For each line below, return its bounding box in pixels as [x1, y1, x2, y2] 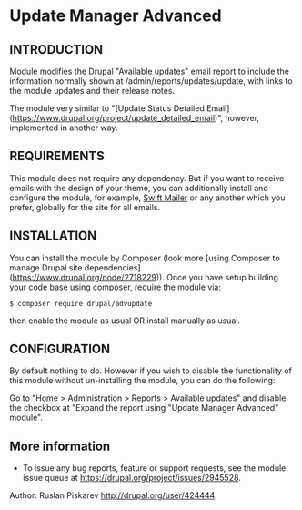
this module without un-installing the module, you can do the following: [9, 375, 276, 386]
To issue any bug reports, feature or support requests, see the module [22, 463, 287, 474]
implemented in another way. [9, 122, 118, 133]
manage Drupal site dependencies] [9, 261, 141, 273]
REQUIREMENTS [9, 148, 105, 164]
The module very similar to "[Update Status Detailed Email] [9, 103, 230, 114]
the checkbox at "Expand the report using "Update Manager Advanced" [9, 403, 279, 413]
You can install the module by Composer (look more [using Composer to [9, 252, 280, 263]
